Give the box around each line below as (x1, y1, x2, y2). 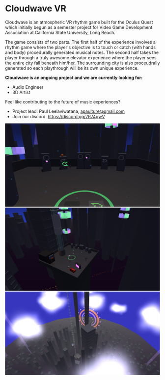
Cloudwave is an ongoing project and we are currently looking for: (5, 75, 143, 80)
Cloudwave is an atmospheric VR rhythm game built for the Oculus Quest (5, 19, 153, 25)
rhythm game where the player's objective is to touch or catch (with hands (5, 44, 156, 50)
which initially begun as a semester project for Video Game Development (5, 24, 153, 30)
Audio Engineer (12, 84, 44, 90)
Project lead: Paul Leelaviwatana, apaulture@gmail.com (12, 108, 125, 114)
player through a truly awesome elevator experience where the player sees (5, 54, 157, 60)
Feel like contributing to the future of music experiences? (5, 99, 121, 104)
